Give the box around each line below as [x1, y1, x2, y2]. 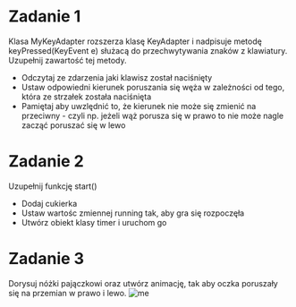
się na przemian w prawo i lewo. [8, 287, 127, 298]
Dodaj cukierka [21, 198, 78, 209]
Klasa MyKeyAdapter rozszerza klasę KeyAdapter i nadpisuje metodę [8, 36, 263, 47]
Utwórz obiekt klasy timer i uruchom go [21, 217, 167, 227]
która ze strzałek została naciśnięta [21, 91, 152, 102]
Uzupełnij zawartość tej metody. [8, 55, 127, 65]
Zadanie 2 [8, 151, 84, 172]
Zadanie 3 [8, 249, 85, 269]
